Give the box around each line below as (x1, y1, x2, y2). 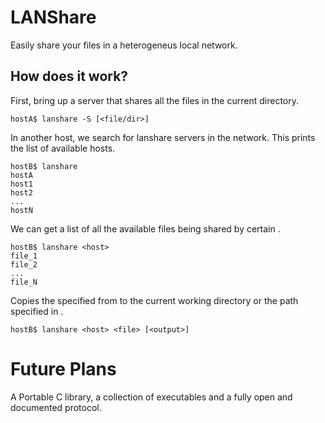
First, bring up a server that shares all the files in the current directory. (10, 94, 299, 106)
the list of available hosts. (10, 142, 116, 154)
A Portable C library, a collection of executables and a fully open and (10, 391, 293, 403)
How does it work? (10, 68, 129, 85)
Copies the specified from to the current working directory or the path (10, 294, 299, 306)
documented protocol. (10, 401, 102, 413)
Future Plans (10, 357, 117, 380)
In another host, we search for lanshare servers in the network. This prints (10, 131, 316, 143)
